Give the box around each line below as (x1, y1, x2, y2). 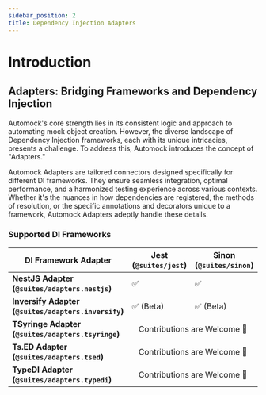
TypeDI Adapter (12, 364, 74, 375)
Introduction (8, 53, 92, 71)
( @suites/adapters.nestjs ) (12, 282, 112, 293)
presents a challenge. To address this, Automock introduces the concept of (8, 144, 254, 153)
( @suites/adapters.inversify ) (12, 305, 124, 316)
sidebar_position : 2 (8, 11, 77, 20)
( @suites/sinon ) (194, 259, 254, 270)
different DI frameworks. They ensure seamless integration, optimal (8, 175, 228, 185)
